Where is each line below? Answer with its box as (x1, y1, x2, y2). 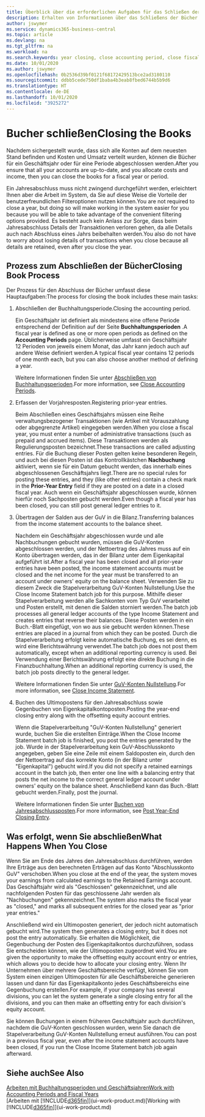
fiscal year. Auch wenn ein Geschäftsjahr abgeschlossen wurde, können (15, 489, 197, 496)
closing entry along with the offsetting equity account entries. (15, 712, 171, 719)
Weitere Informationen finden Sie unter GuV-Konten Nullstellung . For (15, 681, 186, 688)
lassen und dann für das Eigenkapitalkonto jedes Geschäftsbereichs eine (6, 980, 190, 987)
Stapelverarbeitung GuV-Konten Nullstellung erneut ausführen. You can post (6, 1031, 197, 1038)
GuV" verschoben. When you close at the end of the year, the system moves (6, 870, 197, 878)
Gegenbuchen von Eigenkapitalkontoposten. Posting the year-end (15, 705, 180, 713)
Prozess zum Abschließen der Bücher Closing (6, 261, 182, 271)
